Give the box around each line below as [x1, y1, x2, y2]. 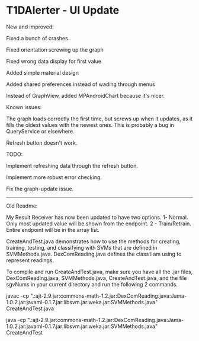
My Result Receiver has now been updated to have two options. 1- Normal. [6, 213, 188, 221]
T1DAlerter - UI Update [6, 4, 120, 17]
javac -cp [6, 292, 30, 299]
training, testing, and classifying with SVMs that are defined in [6, 244, 158, 251]
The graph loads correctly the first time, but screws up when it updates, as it [6, 115, 193, 122]
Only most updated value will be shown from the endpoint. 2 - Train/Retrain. [6, 220, 191, 227]
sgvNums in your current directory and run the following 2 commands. [6, 281, 178, 288]
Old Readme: [6, 202, 38, 209]
